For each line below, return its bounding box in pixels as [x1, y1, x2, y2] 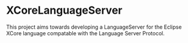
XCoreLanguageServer [6, 4, 122, 17]
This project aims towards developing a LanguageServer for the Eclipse [6, 23, 182, 30]
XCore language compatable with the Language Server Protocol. [6, 29, 165, 36]
